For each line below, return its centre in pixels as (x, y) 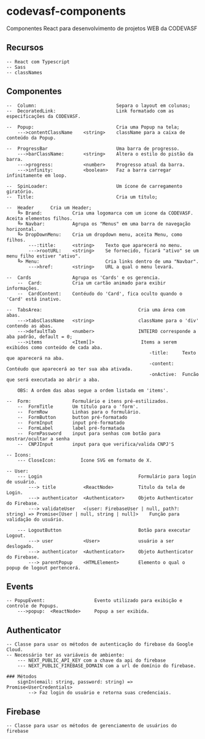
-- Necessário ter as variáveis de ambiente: (65, 655)
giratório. (20, 192)
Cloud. (15, 650)
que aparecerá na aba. (35, 358)
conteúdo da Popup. (31, 138)
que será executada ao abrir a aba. (53, 380)
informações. (23, 288)
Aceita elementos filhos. (39, 218)
